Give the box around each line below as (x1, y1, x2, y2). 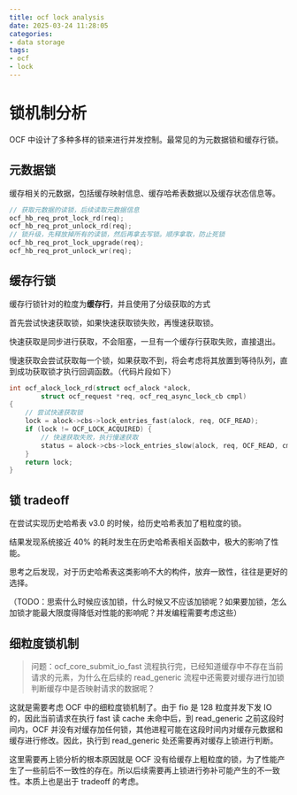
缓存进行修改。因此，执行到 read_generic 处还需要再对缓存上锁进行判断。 (9, 735, 278, 745)
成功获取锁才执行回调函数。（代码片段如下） (16, 366, 176, 376)
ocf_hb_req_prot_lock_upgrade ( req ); (9, 238, 144, 248)
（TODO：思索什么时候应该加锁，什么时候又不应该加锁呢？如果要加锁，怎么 (9, 597, 287, 607)
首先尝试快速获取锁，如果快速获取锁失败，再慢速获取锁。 (9, 317, 218, 328)
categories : (9, 29, 53, 38)
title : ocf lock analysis (9, 12, 104, 22)
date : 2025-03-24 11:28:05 (9, 21, 109, 30)
